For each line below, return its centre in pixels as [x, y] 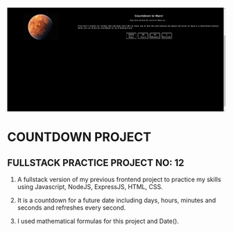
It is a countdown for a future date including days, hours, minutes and [116, 200]
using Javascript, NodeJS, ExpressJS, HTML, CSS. [90, 187]
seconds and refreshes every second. [71, 207]
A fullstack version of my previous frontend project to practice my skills [119, 179]
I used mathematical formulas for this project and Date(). [98, 221]
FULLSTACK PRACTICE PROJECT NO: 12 [96, 163]
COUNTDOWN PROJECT [79, 137]
